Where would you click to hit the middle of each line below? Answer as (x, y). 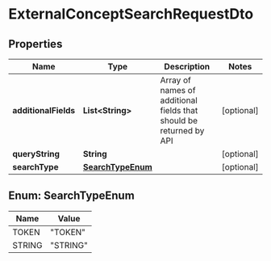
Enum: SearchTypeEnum (71, 196)
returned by (182, 130)
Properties (35, 44)
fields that (179, 110)
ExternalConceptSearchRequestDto (131, 14)
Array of (175, 80)
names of (178, 90)
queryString (36, 154)
